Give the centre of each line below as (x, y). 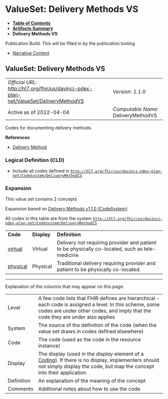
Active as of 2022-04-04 (38, 112)
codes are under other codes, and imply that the (95, 311)
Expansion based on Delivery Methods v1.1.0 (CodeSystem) (66, 209)
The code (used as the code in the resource (89, 339)
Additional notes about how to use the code (89, 389)
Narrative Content (31, 53)
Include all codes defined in (41, 171)
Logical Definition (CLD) (35, 160)
